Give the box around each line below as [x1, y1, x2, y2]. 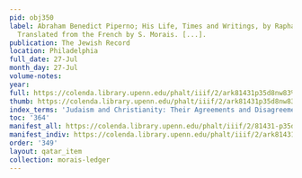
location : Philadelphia [9, 47, 99, 56]
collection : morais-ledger [9, 155, 111, 165]
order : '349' [9, 138, 58, 147]
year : [9, 80, 30, 89]
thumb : [9, 96, 34, 106]
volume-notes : [9, 72, 63, 81]
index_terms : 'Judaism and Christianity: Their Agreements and [9, 105, 252, 114]
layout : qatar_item [9, 147, 83, 156]
